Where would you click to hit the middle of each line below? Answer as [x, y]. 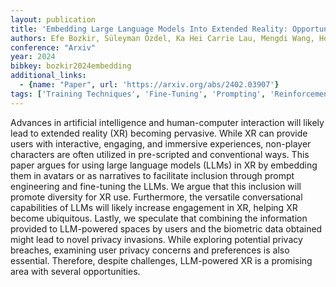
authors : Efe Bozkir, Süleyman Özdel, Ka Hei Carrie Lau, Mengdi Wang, [162, 38]
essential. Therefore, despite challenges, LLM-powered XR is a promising [161, 260]
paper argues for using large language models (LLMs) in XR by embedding [164, 165]
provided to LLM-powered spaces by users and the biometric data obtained [166, 228]
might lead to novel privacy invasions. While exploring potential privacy [156, 239]
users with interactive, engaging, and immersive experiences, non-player [161, 143]
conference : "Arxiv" [53, 47]
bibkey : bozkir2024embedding [71, 66]
